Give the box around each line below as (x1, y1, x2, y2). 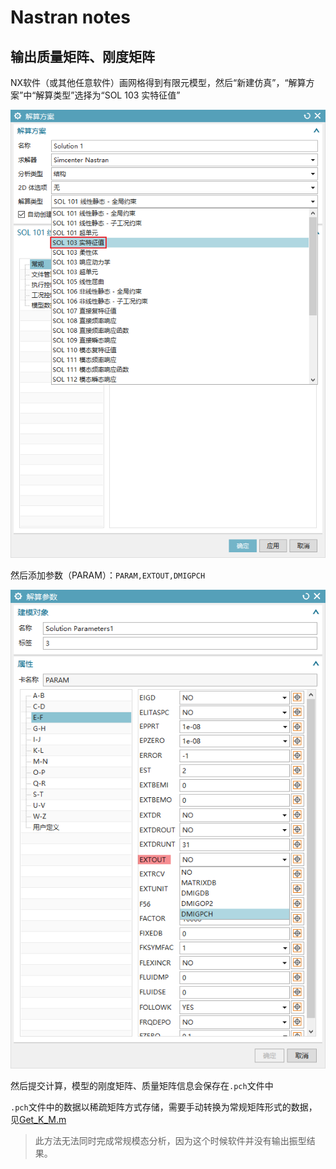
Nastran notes (10, 6, 131, 29)
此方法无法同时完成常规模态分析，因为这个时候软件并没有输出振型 (34, 1134, 307, 1146)
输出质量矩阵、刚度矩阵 (10, 48, 155, 65)
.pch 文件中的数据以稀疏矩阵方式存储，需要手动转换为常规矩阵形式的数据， (10, 1101, 318, 1113)
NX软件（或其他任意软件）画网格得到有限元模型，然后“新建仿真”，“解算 (10, 77, 307, 88)
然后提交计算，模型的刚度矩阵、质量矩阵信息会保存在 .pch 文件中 (10, 1079, 274, 1091)
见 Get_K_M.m (10, 1113, 67, 1125)
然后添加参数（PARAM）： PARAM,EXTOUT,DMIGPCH (10, 569, 206, 581)
